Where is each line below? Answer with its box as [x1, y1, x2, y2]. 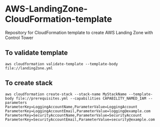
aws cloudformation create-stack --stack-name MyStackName [5, 92, 127, 97]
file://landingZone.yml [5, 66, 53, 71]
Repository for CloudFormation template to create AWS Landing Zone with [5, 29, 153, 35]
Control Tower [5, 35, 33, 41]
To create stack [5, 79, 53, 87]
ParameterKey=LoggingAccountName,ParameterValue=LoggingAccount [5, 104, 138, 109]
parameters [5, 100, 27, 105]
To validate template [5, 49, 68, 57]
